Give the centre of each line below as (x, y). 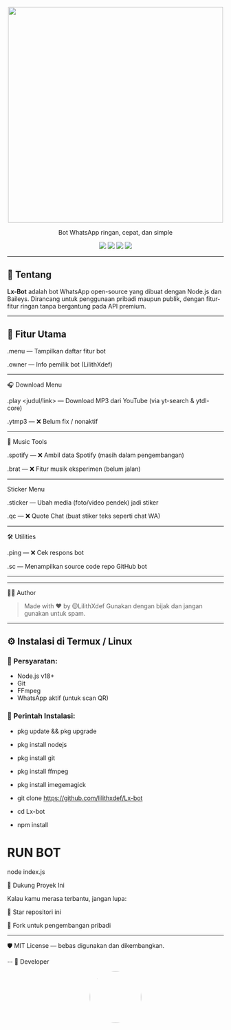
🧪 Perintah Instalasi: (41, 716)
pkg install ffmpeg (43, 771)
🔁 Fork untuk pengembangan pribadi (59, 925)
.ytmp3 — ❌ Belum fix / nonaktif (53, 421)
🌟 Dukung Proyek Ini (36, 885)
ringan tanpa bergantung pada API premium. (83, 306)
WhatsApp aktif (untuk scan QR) (63, 698)
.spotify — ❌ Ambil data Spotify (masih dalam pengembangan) (96, 455)
